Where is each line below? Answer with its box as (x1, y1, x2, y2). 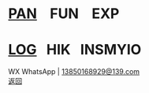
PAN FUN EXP (8, 5, 120, 23)
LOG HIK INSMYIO (8, 41, 142, 59)
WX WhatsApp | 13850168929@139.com (8, 67, 140, 76)
